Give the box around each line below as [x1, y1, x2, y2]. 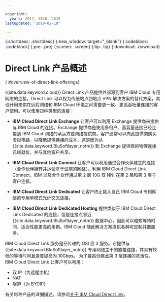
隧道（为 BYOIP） [12, 281, 48, 287]
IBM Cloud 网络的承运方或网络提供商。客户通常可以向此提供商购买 [22, 131, 157, 137]
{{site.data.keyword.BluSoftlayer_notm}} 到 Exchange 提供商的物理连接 [12, 143, 157, 149]
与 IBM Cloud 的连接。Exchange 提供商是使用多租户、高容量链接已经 [12, 124, 152, 131]
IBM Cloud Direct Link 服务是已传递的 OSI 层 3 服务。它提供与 [5, 240, 130, 247]
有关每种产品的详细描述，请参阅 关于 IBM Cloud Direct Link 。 [5, 292, 128, 298]
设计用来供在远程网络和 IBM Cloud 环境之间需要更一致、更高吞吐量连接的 [5, 102, 154, 108]
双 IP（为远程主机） [12, 269, 53, 275]
